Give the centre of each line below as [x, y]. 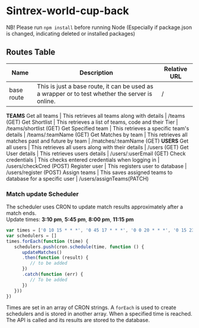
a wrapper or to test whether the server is [95, 94]
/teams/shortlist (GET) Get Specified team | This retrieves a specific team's [98, 128]
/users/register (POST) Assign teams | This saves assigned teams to [89, 172]
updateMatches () [42, 252]
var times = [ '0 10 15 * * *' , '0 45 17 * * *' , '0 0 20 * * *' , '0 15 [96, 230]
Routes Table [31, 52]
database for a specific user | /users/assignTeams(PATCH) [78, 178]
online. [46, 101]
